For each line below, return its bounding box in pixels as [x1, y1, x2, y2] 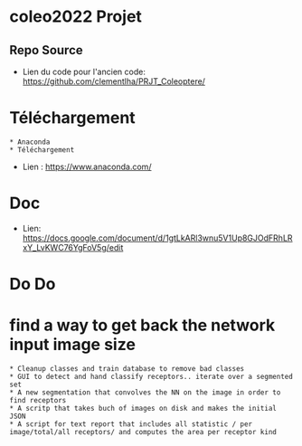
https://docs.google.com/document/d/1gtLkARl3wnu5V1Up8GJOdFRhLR [22, 232, 293, 243]
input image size [9, 335, 136, 355]
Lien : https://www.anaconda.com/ [22, 161, 152, 172]
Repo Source [9, 43, 83, 58]
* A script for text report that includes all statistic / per [9, 420, 253, 429]
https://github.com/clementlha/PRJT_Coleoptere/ [22, 76, 206, 87]
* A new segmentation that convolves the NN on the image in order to [9, 388, 281, 397]
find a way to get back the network [9, 315, 276, 336]
